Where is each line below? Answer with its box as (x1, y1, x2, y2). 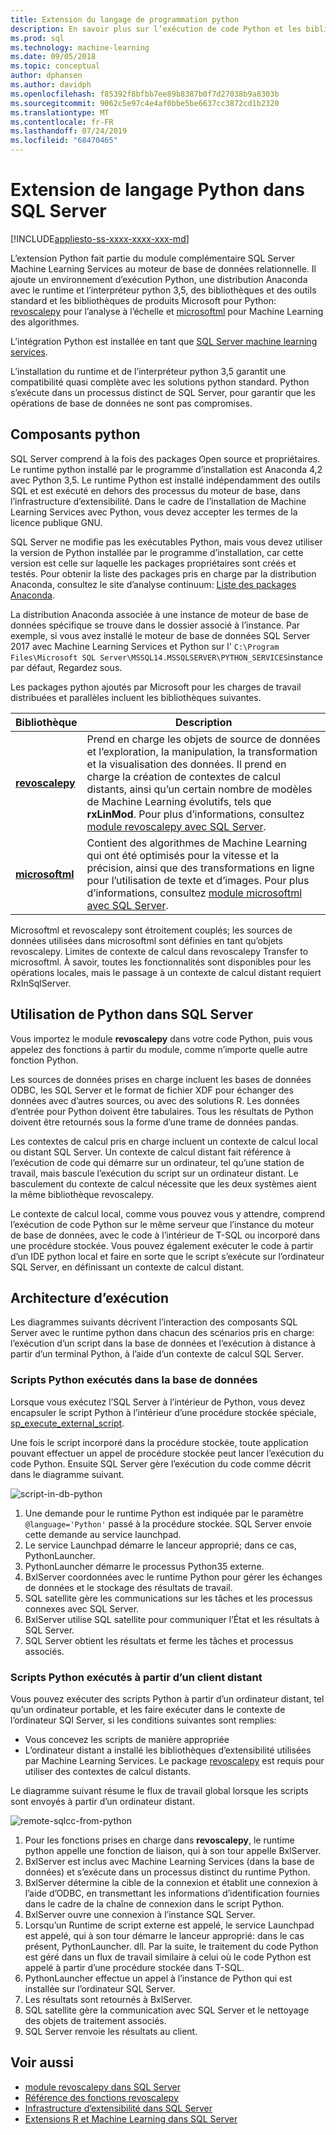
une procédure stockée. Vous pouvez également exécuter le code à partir (10, 1239, 314, 1251)
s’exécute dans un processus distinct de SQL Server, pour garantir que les (10, 386, 316, 398)
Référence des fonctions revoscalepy (24, 2091, 179, 2103)
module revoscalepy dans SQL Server (24, 2081, 181, 2093)
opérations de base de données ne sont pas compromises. (10, 397, 253, 409)
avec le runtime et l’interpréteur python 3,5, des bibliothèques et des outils (10, 284, 317, 296)
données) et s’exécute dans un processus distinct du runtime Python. (24, 1866, 311, 1878)
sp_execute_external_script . (10, 1417, 125, 1429)
